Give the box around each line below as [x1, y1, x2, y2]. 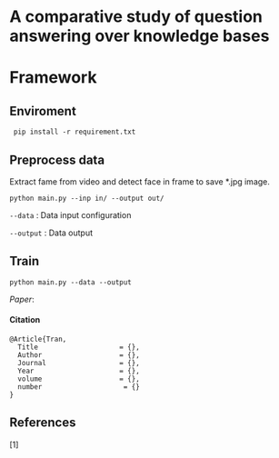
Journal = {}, [17, 359, 141, 368]
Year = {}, [17, 366, 141, 376]
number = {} [17, 383, 141, 392]
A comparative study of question [9, 6, 264, 27]
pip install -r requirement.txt [13, 127, 136, 137]
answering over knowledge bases [9, 25, 270, 46]
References [9, 415, 76, 431]
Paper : [9, 294, 35, 304]
